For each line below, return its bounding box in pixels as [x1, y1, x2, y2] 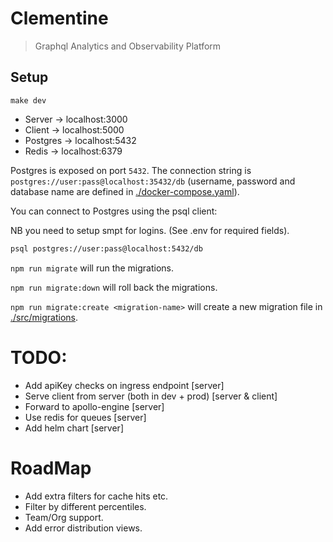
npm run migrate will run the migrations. [10, 262, 175, 274]
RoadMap [10, 457, 92, 479]
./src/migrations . [10, 311, 78, 323]
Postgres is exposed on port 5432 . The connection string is [10, 164, 252, 176]
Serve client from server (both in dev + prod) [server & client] [24, 390, 278, 402]
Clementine [10, 7, 109, 30]
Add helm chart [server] [24, 422, 124, 434]
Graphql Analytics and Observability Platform [34, 40, 222, 52]
